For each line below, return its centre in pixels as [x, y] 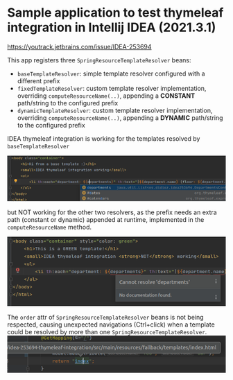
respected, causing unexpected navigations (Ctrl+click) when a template [111, 325]
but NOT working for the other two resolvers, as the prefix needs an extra [112, 212]
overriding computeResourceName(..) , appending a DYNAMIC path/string [120, 118]
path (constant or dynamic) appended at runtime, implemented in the [106, 219]
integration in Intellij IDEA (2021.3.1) [112, 27]
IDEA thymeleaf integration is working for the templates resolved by [104, 138]
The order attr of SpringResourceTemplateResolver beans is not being [105, 318]
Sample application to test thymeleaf [115, 13]
